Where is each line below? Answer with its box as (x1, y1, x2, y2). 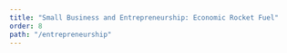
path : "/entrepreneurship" (9, 30, 112, 39)
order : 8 (9, 22, 43, 31)
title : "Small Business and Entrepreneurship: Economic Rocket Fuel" (9, 13, 280, 22)
